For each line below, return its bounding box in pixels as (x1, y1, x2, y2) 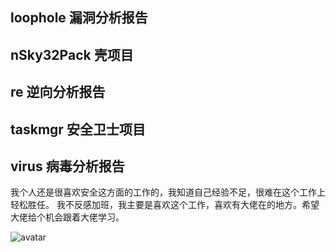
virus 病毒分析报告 (10, 158, 125, 175)
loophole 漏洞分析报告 (10, 9, 148, 27)
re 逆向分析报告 (10, 84, 106, 101)
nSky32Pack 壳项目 (10, 46, 134, 63)
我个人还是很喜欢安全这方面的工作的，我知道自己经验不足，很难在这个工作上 (10, 186, 326, 198)
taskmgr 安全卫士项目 (10, 121, 146, 138)
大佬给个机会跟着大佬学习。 (10, 211, 125, 223)
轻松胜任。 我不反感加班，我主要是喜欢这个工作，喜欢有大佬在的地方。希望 (10, 199, 320, 211)
